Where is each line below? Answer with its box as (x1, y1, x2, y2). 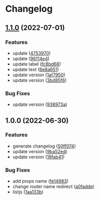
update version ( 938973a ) (12, 101, 68, 107)
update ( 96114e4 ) (12, 55, 50, 62)
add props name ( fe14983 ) (12, 178, 69, 184)
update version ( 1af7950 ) (12, 72, 65, 78)
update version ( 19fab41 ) (12, 154, 65, 160)
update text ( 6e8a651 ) (12, 66, 59, 72)
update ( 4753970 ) (12, 50, 51, 56)
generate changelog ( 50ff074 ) (12, 143, 76, 149)
